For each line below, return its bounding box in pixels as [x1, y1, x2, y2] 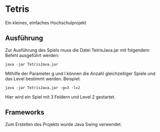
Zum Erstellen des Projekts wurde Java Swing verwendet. [5, 121, 122, 127]
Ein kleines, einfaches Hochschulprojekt [5, 20, 87, 26]
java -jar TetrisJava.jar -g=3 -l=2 [5, 85, 80, 90]
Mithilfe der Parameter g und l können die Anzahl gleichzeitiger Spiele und [5, 70, 156, 76]
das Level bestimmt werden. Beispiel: [5, 75, 81, 82]
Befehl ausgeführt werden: [5, 52, 60, 58]
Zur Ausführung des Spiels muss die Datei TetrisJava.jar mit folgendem [5, 47, 150, 53]
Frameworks [5, 108, 45, 117]
